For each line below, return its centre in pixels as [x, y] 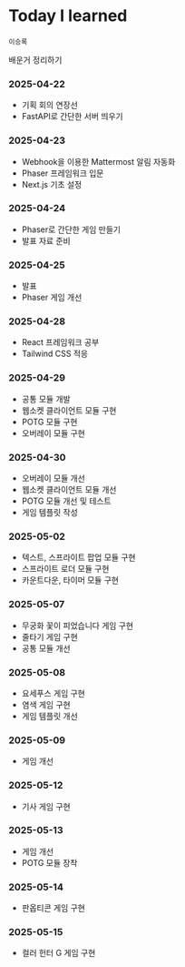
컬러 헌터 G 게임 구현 [58, 953]
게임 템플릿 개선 [49, 716]
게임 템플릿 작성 [49, 513]
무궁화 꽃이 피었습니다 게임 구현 [77, 626]
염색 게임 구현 [46, 704]
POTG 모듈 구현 [49, 422]
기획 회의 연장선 [49, 105]
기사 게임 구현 [46, 806]
